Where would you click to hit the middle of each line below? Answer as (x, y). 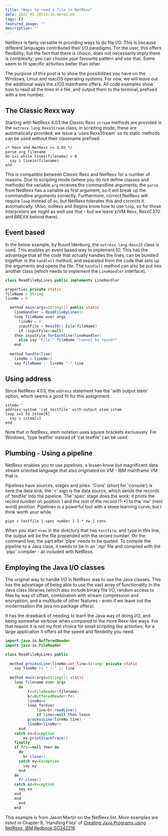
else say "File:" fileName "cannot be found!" (68, 340)
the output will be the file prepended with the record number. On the (75, 536)
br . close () (34, 757)
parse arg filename (25, 152)
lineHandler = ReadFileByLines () (49, 312)
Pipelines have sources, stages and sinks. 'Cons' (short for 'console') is (79, 486)
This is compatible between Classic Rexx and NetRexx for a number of (78, 174)
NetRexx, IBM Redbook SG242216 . (41, 828)
